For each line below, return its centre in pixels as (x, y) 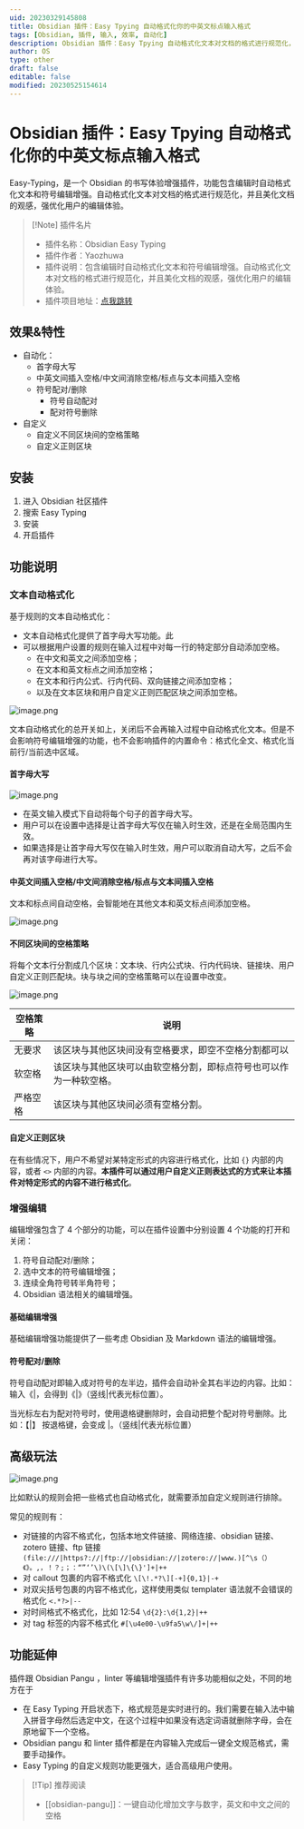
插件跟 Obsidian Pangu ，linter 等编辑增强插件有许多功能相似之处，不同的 (147, 1678)
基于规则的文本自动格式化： (61, 616)
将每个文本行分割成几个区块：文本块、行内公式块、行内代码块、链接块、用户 (152, 965)
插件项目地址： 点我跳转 (89, 300)
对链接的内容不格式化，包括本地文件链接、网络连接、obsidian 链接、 (150, 1536)
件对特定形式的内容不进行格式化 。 (73, 1182)
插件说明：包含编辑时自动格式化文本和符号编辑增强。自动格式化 (164, 266)
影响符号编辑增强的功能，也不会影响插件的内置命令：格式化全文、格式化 (152, 740)
